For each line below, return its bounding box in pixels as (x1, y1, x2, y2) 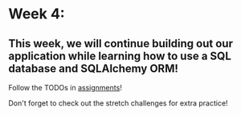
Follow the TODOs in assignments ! (8, 83, 122, 92)
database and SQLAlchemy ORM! (8, 62, 179, 75)
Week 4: (8, 5, 66, 23)
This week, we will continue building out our (8, 37, 233, 50)
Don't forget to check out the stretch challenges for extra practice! (8, 98, 228, 108)
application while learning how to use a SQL (8, 49, 231, 62)
